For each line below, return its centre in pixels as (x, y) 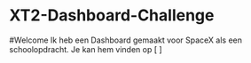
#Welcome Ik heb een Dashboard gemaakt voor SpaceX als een (125, 40)
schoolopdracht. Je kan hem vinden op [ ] (86, 49)
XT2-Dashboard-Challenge (112, 16)
